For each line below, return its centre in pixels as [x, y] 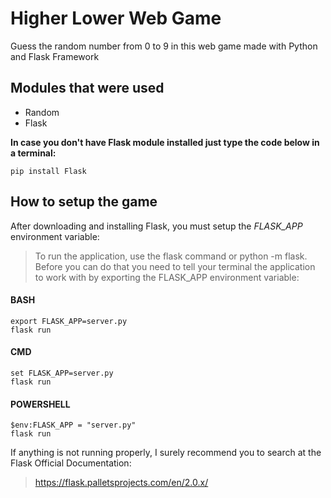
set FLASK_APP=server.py [62, 373]
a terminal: [33, 153]
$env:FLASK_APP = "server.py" [73, 425]
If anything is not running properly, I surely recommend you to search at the [166, 453]
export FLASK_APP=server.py [69, 321]
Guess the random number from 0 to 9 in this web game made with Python [164, 46]
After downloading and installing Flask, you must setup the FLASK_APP [156, 226]
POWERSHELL [40, 404]
